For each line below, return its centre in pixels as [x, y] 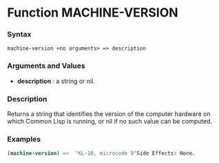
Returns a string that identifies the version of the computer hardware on [109, 114]
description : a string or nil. [56, 81]
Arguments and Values [46, 66]
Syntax [19, 35]
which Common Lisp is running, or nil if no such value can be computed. [109, 122]
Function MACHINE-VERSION [93, 13]
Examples [24, 139]
